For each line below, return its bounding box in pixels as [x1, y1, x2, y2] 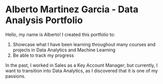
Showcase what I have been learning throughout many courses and [12, 41, 156, 47]
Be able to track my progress [12, 52, 74, 58]
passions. [5, 73, 26, 79]
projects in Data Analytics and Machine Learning [12, 47, 116, 53]
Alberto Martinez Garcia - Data [5, 4, 138, 15]
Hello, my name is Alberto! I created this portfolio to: [5, 31, 115, 37]
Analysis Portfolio [5, 14, 83, 26]
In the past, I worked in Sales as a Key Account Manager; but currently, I [5, 62, 158, 68]
